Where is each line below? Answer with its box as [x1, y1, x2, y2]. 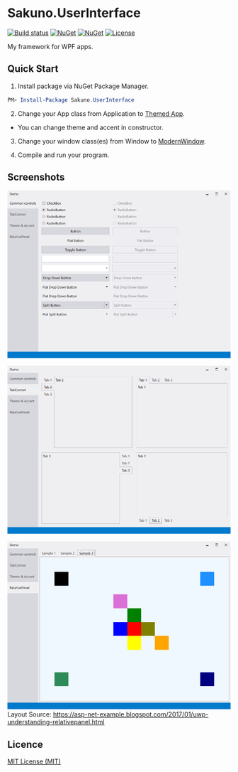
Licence [7, 738, 44, 751]
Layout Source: [7, 710, 52, 719]
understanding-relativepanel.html [7, 718, 105, 727]
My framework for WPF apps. [7, 42, 93, 50]
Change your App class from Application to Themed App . [17, 109, 186, 118]
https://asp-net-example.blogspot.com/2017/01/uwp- [52, 710, 209, 719]
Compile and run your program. [17, 151, 110, 159]
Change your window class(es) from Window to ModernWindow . [17, 136, 207, 145]
